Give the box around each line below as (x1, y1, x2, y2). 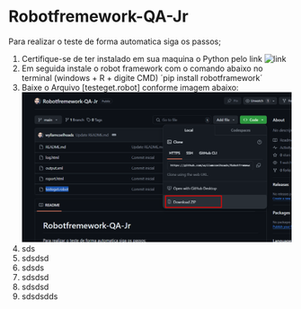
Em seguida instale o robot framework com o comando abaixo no (21, 63, 263, 74)
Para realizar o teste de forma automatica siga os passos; (8, 36, 222, 47)
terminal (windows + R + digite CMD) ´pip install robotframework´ (21, 72, 263, 83)
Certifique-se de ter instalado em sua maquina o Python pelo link (21, 53, 262, 64)
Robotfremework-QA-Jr (8, 6, 190, 27)
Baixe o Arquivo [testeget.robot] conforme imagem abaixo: (21, 82, 239, 93)
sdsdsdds (21, 290, 58, 302)
